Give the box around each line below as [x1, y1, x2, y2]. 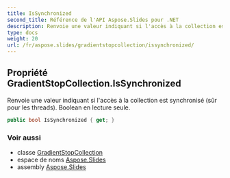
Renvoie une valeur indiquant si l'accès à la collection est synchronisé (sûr [7, 96, 218, 104]
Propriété [7, 67, 48, 79]
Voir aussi [7, 133, 41, 142]
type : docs [7, 29, 38, 36]
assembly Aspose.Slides [16, 162, 87, 171]
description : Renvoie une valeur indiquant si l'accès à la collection [7, 23, 216, 29]
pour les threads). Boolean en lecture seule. [7, 103, 131, 112]
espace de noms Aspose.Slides [16, 155, 106, 164]
